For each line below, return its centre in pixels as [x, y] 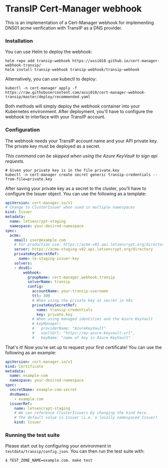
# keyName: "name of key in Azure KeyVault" [81, 338]
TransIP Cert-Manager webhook [73, 9]
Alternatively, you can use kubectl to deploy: [51, 79]
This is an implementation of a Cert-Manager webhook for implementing [79, 23]
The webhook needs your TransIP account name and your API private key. [82, 141]
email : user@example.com [40, 240]
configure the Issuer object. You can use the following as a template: [76, 194]
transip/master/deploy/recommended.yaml [48, 97]
